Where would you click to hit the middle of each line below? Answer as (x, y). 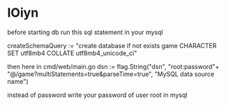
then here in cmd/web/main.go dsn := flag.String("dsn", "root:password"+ (113, 66)
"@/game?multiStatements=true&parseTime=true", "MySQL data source (111, 74)
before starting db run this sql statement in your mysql (85, 32)
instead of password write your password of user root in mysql (97, 95)
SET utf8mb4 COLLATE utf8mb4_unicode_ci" (72, 53)
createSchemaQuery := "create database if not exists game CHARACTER (112, 45)
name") (18, 81)
